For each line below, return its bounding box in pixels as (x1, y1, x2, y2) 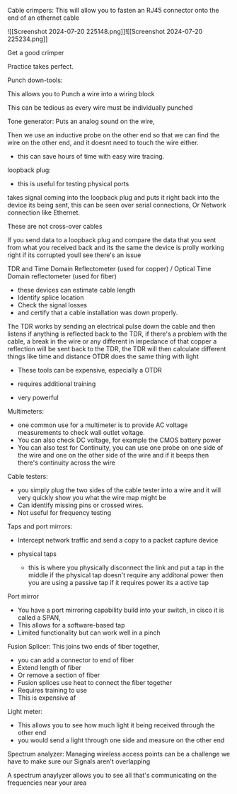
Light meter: (7, 708, 43, 715)
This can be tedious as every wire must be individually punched (7, 103, 193, 112)
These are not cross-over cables (7, 222, 103, 230)
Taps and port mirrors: (7, 522, 73, 531)
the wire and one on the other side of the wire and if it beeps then (17, 451, 209, 459)
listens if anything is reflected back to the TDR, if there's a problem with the (7, 329, 228, 338)
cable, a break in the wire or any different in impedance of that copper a (7, 337, 217, 346)
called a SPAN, (17, 613, 62, 622)
